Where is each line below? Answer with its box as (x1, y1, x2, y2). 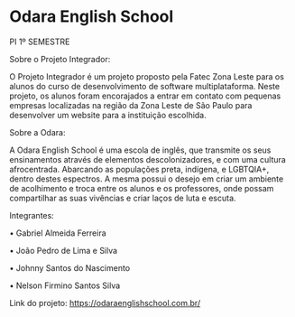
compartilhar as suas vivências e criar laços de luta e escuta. (9, 192, 236, 203)
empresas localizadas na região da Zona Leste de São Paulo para (9, 99, 253, 110)
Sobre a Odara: (9, 126, 66, 137)
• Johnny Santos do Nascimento (9, 262, 131, 273)
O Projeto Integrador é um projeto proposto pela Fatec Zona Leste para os (9, 70, 284, 82)
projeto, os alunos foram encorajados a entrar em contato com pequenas (9, 90, 281, 101)
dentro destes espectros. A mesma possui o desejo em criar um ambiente (9, 173, 284, 184)
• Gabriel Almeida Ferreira (9, 228, 106, 238)
